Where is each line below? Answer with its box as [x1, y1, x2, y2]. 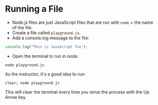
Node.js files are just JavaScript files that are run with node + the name [12, 19, 153, 25]
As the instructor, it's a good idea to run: [5, 71, 86, 77]
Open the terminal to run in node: [12, 53, 79, 59]
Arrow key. [5, 94, 27, 100]
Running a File [5, 3, 64, 15]
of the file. [12, 24, 33, 30]
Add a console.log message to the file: [12, 35, 89, 41]
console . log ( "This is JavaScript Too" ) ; [5, 44, 88, 49]
